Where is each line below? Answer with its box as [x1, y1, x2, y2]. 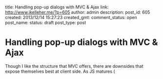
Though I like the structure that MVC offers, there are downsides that [5, 63, 143, 69]
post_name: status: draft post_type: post [5, 20, 86, 25]
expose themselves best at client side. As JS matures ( [5, 68, 116, 74]
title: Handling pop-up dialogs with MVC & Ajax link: [5, 4, 109, 10]
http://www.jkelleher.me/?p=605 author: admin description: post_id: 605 [5, 9, 150, 15]
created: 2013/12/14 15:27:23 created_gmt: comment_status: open [5, 15, 138, 20]
